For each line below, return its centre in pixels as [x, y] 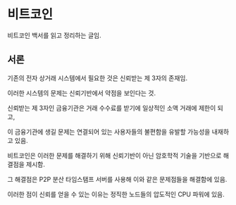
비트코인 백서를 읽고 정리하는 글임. [54, 35]
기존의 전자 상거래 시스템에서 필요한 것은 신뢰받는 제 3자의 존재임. [98, 77]
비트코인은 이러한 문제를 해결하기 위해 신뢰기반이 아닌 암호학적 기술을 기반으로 [114, 155]
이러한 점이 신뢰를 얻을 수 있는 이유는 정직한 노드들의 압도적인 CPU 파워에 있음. [116, 194]
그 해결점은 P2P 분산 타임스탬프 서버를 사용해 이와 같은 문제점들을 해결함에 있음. [117, 179]
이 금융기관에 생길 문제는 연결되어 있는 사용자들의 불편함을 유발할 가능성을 [109, 132]
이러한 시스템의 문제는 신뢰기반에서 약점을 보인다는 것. [82, 93]
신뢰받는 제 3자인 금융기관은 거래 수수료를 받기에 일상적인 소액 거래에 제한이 [112, 108]
